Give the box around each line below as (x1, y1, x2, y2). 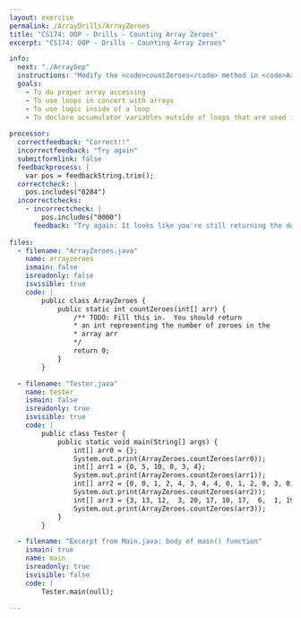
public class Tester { (41, 429, 126, 438)
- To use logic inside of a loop (25, 104, 150, 113)
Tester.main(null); (41, 587, 115, 596)
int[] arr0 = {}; (73, 446, 139, 455)
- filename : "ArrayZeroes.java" (17, 246, 139, 256)
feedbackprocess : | (17, 162, 90, 171)
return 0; (73, 346, 110, 355)
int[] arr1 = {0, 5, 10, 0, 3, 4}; (73, 463, 206, 472)
